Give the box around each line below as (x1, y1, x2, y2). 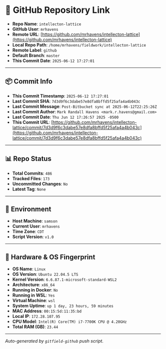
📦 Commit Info (5, 77, 53, 86)
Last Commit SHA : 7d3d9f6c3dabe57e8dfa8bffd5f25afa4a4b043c (12, 98, 141, 104)
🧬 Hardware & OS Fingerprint (5, 252, 95, 261)
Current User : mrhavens (12, 223, 60, 229)
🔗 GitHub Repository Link (5, 4, 110, 16)
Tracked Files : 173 (12, 175, 50, 181)
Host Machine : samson (12, 218, 58, 224)
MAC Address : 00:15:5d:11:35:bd (12, 308, 82, 314)
